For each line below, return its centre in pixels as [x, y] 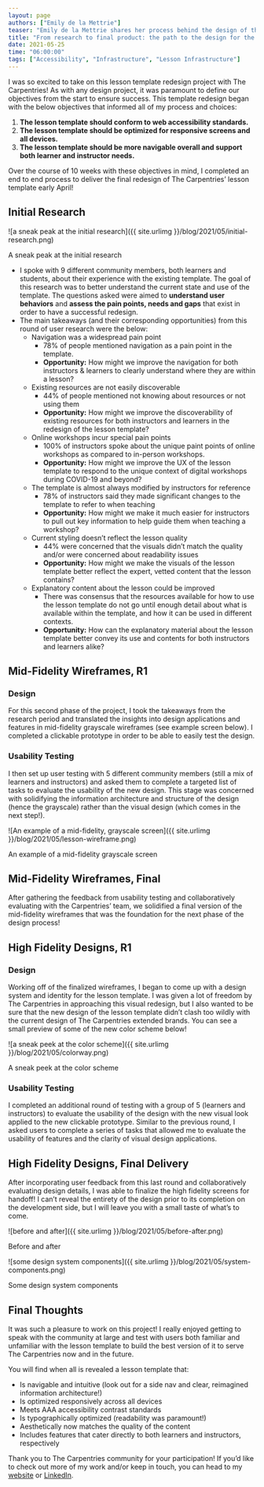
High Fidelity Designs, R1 [70, 947]
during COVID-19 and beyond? [92, 479]
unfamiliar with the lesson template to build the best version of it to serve [126, 1346]
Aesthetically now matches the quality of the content [105, 1426]
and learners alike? [73, 646]
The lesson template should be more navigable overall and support [131, 147]
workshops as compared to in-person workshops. [124, 454]
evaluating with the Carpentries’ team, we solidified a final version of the [125, 906]
